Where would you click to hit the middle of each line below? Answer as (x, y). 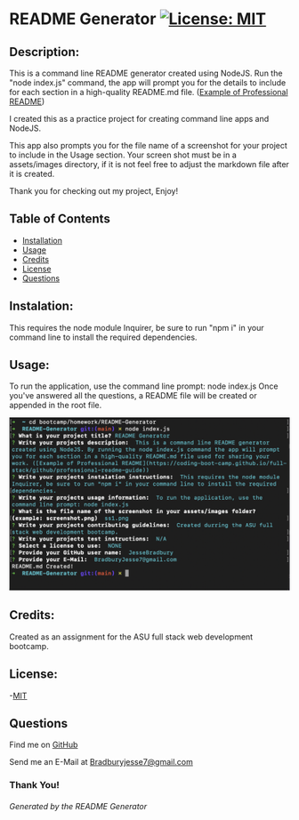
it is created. (32, 174)
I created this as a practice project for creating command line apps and (139, 119)
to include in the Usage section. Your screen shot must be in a (123, 155)
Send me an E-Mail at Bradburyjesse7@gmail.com (101, 762)
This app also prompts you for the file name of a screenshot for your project (148, 145)
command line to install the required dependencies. (103, 337)
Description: (44, 52)
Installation (42, 240)
